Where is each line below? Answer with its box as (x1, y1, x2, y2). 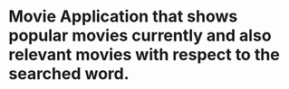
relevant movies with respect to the (8, 45, 280, 65)
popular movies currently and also (8, 25, 273, 46)
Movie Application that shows (8, 6, 238, 27)
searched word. (8, 64, 130, 85)
